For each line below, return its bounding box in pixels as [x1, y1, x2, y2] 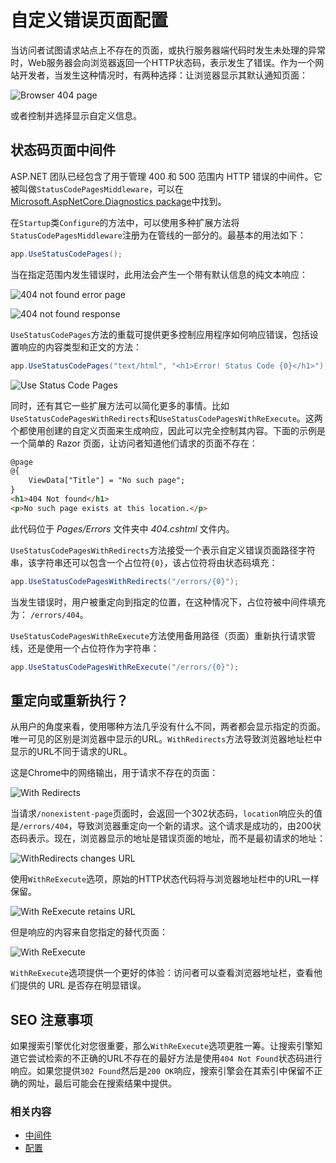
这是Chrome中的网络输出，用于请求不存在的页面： [10, 767, 219, 779]
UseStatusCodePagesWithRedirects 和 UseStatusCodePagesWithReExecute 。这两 [10, 412, 323, 424]
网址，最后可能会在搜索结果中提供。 [27, 1077, 177, 1090]
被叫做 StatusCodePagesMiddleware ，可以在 [10, 182, 184, 195]
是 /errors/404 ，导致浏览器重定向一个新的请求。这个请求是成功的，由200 [10, 820, 313, 832]
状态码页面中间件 [10, 142, 116, 159]
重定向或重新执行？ [10, 692, 129, 709]
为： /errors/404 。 [10, 608, 89, 620]
